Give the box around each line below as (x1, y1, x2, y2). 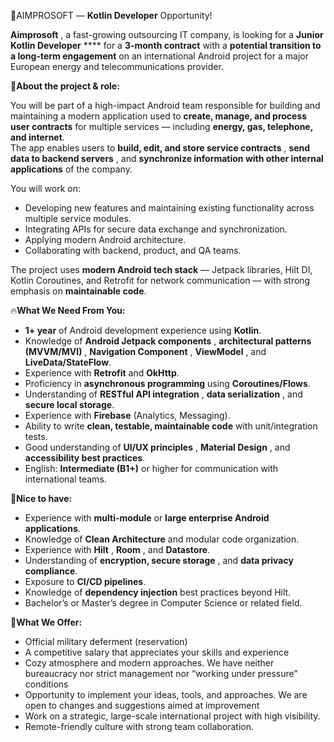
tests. (24, 431, 48, 442)
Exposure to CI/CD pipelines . (24, 576, 147, 587)
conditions (24, 678, 69, 690)
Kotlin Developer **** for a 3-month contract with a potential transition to (10, 40, 322, 51)
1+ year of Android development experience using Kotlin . (24, 325, 262, 336)
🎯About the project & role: (10, 80, 120, 92)
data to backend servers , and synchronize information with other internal (10, 153, 324, 164)
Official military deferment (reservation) (24, 636, 188, 647)
